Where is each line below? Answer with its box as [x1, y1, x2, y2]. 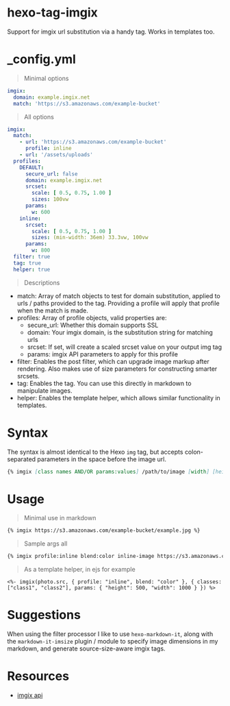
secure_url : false [25, 170, 78, 178]
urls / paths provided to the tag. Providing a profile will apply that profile [16, 299, 220, 307]
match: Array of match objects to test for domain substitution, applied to [16, 291, 220, 300]
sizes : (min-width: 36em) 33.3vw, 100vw [31, 234, 149, 241]
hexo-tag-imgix [7, 5, 98, 21]
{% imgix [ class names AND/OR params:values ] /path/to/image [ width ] [7, 468, 210, 475]
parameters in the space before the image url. [37, 454, 166, 463]
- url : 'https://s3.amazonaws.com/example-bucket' [19, 138, 167, 145]
